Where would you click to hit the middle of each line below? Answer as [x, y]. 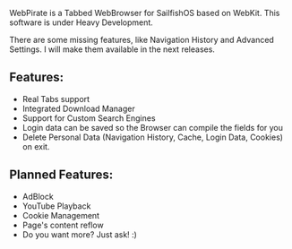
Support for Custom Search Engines [89, 118]
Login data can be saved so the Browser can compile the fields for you [153, 127]
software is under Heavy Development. [82, 22]
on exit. [36, 146]
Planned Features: [61, 175]
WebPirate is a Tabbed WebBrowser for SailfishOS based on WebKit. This [145, 13]
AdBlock [38, 196]
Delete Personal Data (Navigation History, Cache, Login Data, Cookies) [153, 137]
